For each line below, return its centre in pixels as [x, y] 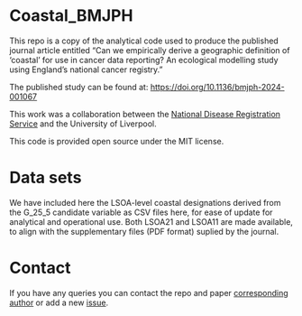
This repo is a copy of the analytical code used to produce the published [144, 41]
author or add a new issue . [59, 302]
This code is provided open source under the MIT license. [117, 141]
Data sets [46, 178]
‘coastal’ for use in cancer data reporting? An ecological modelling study [144, 60]
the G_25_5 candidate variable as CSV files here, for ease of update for [141, 212]
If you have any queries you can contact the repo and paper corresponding [149, 293]
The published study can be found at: [79, 87]
